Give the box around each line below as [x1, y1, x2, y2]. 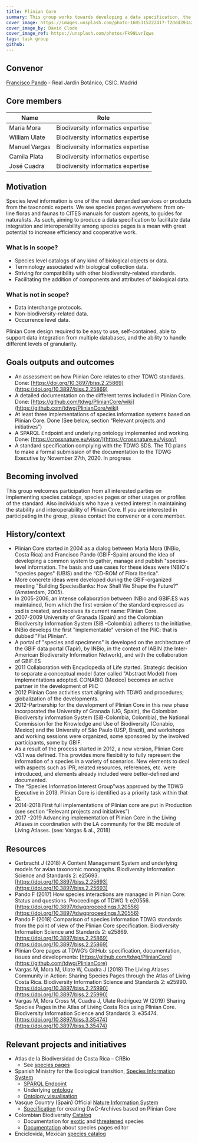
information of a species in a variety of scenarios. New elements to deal [14, 758, 190, 765]
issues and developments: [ [14, 953, 82, 961]
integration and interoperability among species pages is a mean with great [6, 222, 187, 230]
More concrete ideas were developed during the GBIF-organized [14, 576, 172, 584]
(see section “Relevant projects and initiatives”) [14, 808, 130, 815]
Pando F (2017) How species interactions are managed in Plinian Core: [14, 891, 186, 898]
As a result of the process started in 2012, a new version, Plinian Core [14, 745, 184, 752]
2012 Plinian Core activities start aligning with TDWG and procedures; [14, 689, 184, 696]
